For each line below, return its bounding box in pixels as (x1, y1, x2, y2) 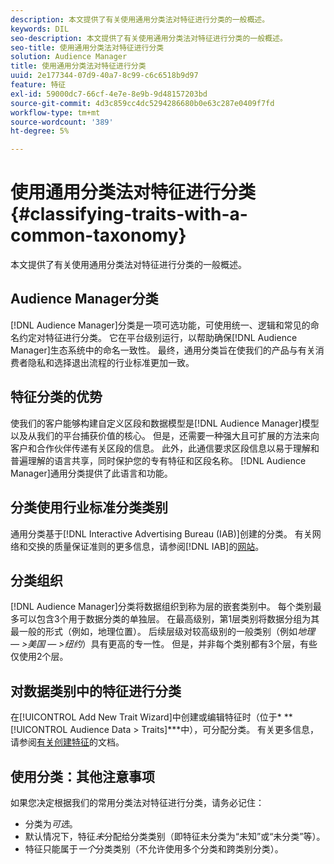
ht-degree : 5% (10, 126, 70, 136)
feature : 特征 (10, 80, 67, 90)
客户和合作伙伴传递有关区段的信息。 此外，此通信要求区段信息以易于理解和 (10, 442, 320, 454)
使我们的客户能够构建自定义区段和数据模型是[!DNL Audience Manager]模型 (10, 417, 320, 429)
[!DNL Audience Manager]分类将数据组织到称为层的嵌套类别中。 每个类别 (10, 601, 313, 613)
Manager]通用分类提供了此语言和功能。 (10, 467, 173, 479)
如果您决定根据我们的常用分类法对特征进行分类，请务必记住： (10, 796, 265, 808)
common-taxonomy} (10, 224, 187, 247)
